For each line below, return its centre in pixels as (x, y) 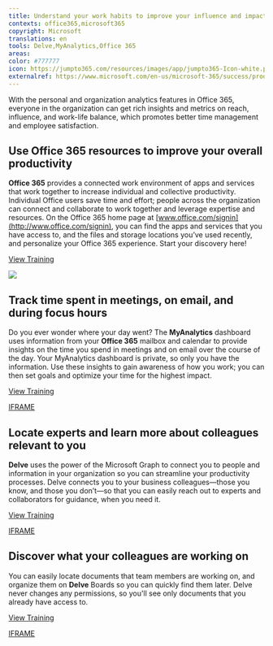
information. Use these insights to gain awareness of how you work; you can (136, 367)
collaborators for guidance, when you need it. (84, 500)
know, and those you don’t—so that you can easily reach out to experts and (135, 491)
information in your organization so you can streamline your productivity (129, 474)
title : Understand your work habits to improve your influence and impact (138, 16)
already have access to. (48, 601)
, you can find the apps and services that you (186, 226)
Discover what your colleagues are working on (129, 556)
